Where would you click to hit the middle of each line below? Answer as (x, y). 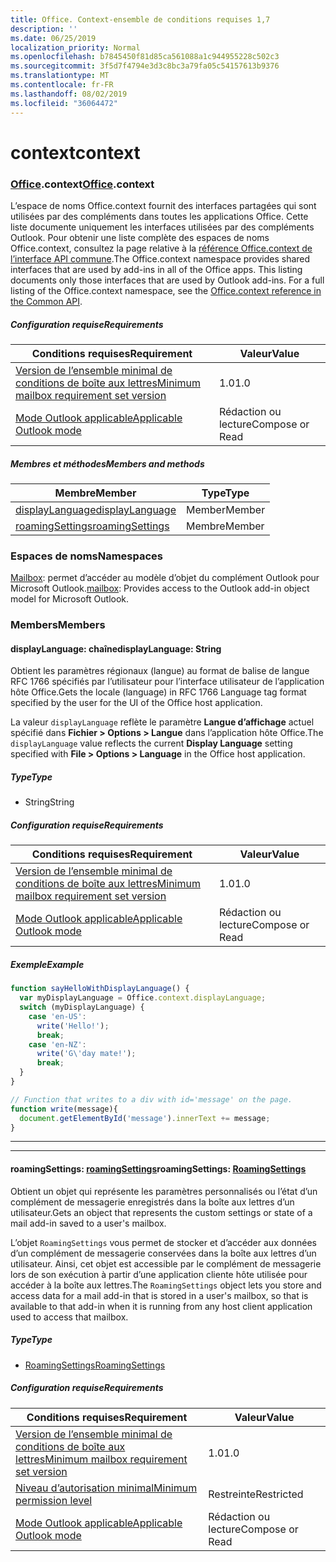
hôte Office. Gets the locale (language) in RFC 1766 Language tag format (158, 692)
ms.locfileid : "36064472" (64, 103)
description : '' (44, 29)
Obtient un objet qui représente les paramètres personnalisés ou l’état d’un (164, 1191)
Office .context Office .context (82, 184)
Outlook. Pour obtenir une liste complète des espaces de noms (140, 237)
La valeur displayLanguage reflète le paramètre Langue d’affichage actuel (162, 722)
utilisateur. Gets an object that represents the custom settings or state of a (161, 1212)
